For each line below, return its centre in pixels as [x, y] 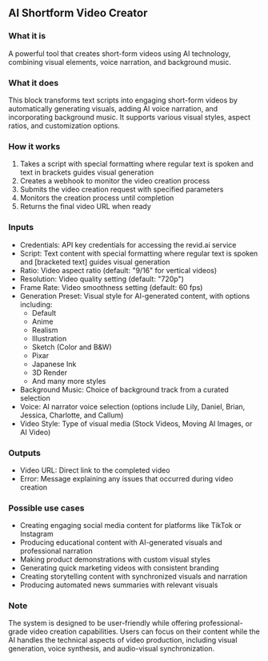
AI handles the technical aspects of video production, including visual [123, 640]
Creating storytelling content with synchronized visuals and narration [134, 577]
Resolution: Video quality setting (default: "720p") [102, 279]
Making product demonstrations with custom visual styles [115, 559]
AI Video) [35, 432]
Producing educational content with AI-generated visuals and [121, 542]
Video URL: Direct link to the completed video [95, 470]
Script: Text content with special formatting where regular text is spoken [139, 253]
